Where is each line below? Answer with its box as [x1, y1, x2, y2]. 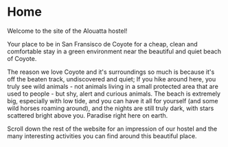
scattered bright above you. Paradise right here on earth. [7, 111, 168, 120]
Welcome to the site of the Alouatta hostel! [7, 27, 128, 35]
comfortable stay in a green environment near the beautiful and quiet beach [7, 47, 222, 55]
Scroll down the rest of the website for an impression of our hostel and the [7, 124, 218, 133]
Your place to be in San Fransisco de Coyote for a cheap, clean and [7, 40, 198, 48]
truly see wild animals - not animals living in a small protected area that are [7, 82, 218, 90]
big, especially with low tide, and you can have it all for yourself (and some [7, 96, 218, 105]
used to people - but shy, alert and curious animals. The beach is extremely [7, 90, 221, 98]
